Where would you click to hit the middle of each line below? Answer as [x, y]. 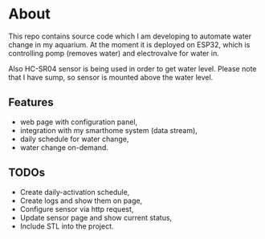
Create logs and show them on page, [81, 201]
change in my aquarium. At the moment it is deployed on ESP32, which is [129, 44]
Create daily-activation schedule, [75, 192]
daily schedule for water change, [74, 139]
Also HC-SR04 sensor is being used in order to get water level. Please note [132, 68]
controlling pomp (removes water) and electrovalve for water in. [114, 53]
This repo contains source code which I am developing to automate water [130, 36]
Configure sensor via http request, [77, 209]
